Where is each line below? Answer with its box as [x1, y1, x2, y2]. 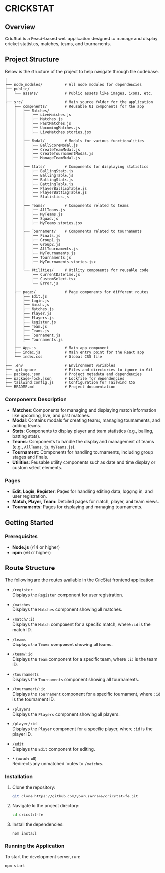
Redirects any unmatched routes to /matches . [12, 760, 104, 766]
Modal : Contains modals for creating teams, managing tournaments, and [12, 418, 160, 423]
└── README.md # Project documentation [5, 384, 116, 389]
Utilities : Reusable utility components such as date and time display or [12, 459, 156, 465]
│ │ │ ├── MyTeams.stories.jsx [5, 220, 83, 225]
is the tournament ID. [12, 696, 55, 702]
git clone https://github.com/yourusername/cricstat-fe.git [12, 794, 138, 799]
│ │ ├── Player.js [5, 311, 52, 316]
